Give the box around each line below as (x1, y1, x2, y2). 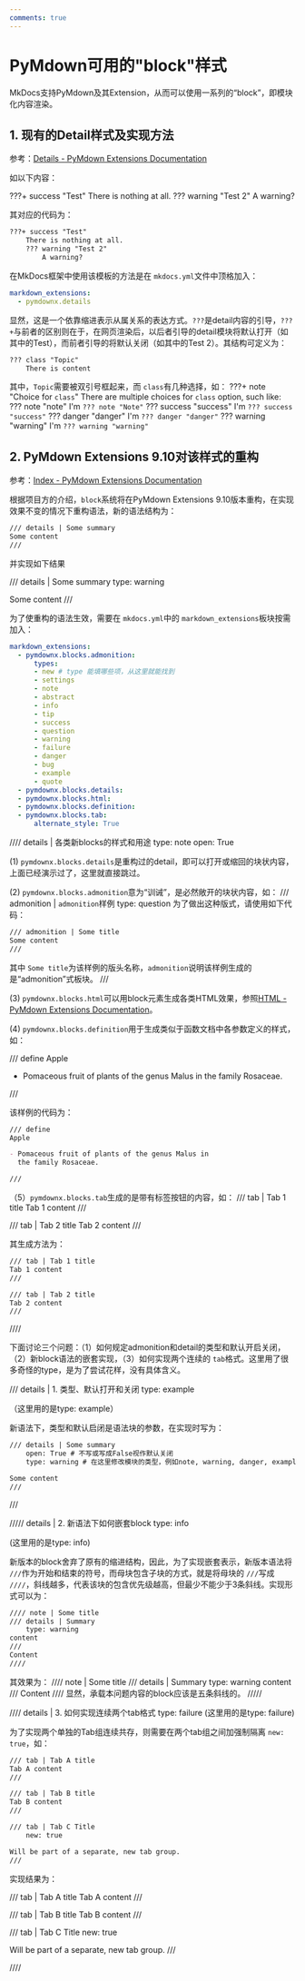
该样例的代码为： (9, 1107, 74, 1118)
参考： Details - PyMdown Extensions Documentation (9, 153, 207, 164)
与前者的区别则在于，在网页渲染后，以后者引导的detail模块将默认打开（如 (13, 326, 289, 337)
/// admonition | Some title (9, 928, 120, 937)
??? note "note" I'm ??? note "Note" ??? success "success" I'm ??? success (9, 401, 293, 412)
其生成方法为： (9, 1238, 65, 1249)
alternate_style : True (33, 819, 120, 829)
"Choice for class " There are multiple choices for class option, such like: (9, 391, 281, 402)
